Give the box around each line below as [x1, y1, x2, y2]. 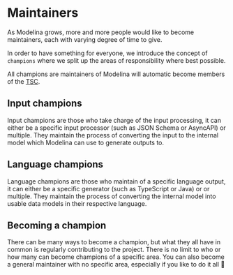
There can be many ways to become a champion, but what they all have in [7, 238, 221, 246]
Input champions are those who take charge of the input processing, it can [7, 116, 222, 124]
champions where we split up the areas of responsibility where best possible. [7, 56, 226, 64]
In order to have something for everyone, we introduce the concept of [7, 49, 208, 57]
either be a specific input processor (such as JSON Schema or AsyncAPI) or [7, 124, 227, 132]
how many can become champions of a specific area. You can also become [7, 253, 225, 261]
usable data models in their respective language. [7, 199, 147, 207]
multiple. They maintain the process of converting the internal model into [7, 192, 216, 200]
